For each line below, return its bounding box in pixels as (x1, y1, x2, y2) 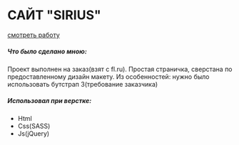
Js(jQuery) (17, 129, 50, 138)
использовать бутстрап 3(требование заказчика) (7, 80, 158, 88)
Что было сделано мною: (7, 47, 87, 55)
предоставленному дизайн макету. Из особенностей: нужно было (7, 72, 210, 81)
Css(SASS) (17, 122, 51, 130)
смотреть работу (7, 31, 61, 39)
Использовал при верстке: (7, 96, 92, 104)
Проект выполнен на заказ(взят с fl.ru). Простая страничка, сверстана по (7, 65, 233, 73)
